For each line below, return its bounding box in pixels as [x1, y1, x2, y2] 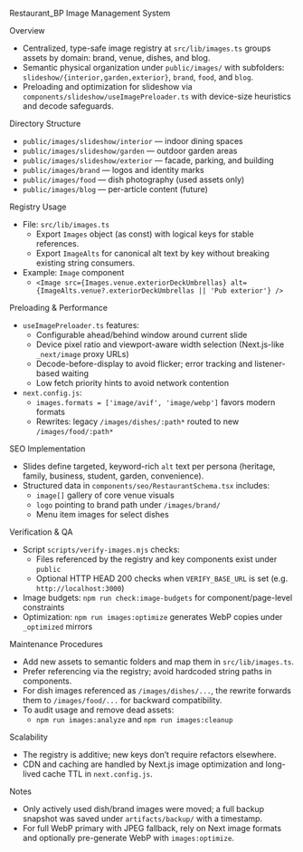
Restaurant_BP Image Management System [9, 8, 171, 18]
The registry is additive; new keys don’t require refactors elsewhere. [22, 750, 278, 760]
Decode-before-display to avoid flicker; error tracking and [35, 358, 253, 369]
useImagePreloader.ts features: [22, 320, 140, 330]
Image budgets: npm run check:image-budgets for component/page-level [22, 593, 293, 603]
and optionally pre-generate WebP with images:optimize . [22, 833, 235, 843]
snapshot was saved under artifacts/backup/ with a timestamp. [22, 813, 263, 824]
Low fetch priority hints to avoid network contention [35, 378, 229, 388]
